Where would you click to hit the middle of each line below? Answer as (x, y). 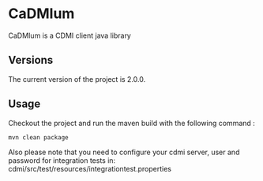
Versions (31, 60)
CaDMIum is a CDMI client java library (70, 35)
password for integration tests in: (62, 160)
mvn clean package (38, 137)
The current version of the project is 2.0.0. (77, 79)
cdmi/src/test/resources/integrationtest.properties (90, 168)
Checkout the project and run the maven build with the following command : (131, 123)
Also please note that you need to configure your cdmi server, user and (124, 152)
